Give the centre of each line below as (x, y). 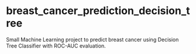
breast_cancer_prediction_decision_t (98, 11)
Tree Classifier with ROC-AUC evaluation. (56, 46)
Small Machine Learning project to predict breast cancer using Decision (92, 39)
